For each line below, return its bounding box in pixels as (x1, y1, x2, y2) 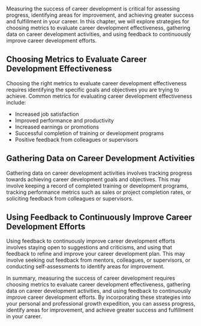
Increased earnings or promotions (14, 123, 99, 130)
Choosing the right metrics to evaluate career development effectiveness (6, 79, 187, 86)
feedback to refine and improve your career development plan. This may (6, 250, 185, 258)
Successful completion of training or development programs (14, 129, 164, 137)
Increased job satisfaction (14, 110, 79, 118)
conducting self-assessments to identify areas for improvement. (6, 263, 165, 270)
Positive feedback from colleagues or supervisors (14, 136, 139, 143)
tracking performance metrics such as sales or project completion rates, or (6, 189, 192, 196)
